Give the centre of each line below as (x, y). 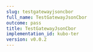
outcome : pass (24, 23)
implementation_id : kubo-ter (43, 34)
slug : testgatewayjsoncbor (40, 12)
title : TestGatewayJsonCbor (41, 28)
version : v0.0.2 (26, 39)
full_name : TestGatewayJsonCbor (46, 17)
